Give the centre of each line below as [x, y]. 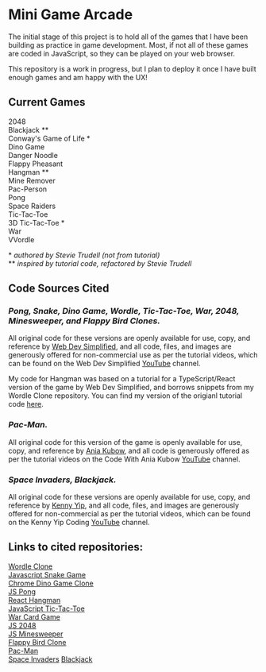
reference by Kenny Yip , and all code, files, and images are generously [124, 505]
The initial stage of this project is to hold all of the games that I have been [128, 37]
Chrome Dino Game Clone [51, 583]
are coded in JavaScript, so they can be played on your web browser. [122, 53]
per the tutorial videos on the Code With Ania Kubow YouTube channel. [124, 459]
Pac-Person [28, 189]
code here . [26, 404]
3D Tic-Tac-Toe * [37, 222]
